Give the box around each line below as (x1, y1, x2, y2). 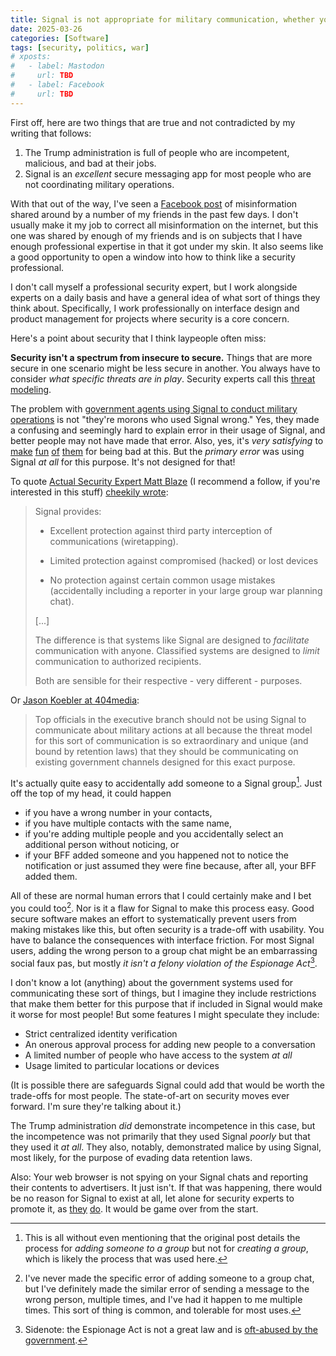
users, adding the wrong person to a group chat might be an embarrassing (10, 944, 318, 956)
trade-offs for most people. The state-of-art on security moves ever (10, 1089, 290, 1101)
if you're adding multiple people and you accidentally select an (24, 828, 284, 840)
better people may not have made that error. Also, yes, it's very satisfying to (10, 434, 324, 446)
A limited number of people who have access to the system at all (24, 1049, 293, 1061)
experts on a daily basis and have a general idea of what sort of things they (10, 291, 321, 303)
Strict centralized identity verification (24, 1027, 178, 1040)
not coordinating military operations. (24, 178, 175, 190)
